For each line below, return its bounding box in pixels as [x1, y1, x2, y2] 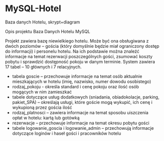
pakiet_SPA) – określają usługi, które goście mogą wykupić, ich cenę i [12, 99, 153, 105]
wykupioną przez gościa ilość [12, 104, 72, 110]
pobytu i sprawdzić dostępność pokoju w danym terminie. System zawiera [5, 59, 155, 64]
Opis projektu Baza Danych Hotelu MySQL [5, 28, 91, 34]
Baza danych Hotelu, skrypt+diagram [5, 19, 80, 25]
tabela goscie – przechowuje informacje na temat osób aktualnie [12, 73, 142, 79]
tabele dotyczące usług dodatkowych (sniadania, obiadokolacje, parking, [12, 94, 160, 100]
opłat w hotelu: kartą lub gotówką [12, 115, 80, 121]
